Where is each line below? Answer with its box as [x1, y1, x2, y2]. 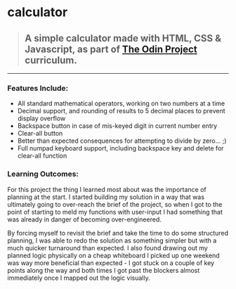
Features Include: [7, 83, 69, 93]
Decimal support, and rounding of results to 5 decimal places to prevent [17, 107, 226, 115]
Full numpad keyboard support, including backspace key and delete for [17, 144, 224, 153]
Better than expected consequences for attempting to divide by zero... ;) [17, 136, 227, 145]
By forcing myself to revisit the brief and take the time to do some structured [7, 229, 229, 237]
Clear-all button [17, 129, 63, 138]
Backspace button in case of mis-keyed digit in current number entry [17, 122, 218, 130]
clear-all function [17, 152, 67, 160]
